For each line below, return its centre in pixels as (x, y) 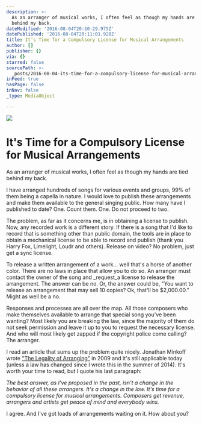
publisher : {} (24, 51)
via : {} (16, 57)
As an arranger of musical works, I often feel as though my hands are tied (97, 172)
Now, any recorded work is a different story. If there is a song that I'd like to (99, 227)
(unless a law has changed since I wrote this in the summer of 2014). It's (96, 365)
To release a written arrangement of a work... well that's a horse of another (99, 264)
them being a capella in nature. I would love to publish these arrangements (99, 196)
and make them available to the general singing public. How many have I (96, 202)
